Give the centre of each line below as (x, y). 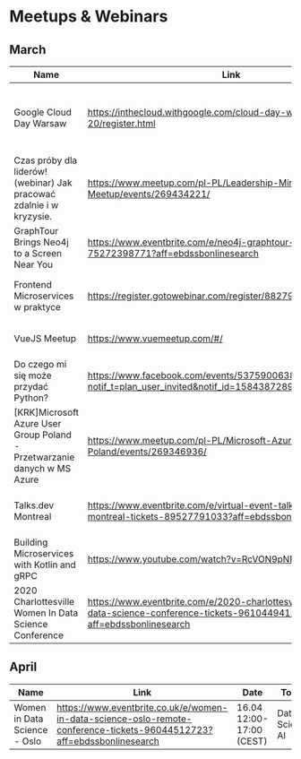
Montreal (33, 517)
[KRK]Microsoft (46, 412)
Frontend (33, 285)
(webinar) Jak (43, 183)
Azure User (38, 423)
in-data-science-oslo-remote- (125, 719)
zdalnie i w (36, 205)
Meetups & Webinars (89, 17)
